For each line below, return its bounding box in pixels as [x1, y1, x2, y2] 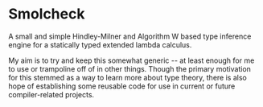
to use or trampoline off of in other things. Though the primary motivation [8, 64, 252, 73]
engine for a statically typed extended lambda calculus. [8, 39, 192, 49]
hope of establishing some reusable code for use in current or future [8, 81, 236, 91]
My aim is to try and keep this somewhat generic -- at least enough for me [8, 56, 255, 65]
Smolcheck [8, 5, 85, 23]
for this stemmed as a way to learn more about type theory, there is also [8, 72, 247, 82]
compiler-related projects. [8, 89, 95, 99]
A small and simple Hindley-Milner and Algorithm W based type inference [8, 31, 252, 41]
